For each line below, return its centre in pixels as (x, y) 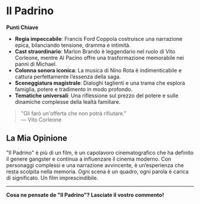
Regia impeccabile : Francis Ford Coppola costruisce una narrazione (99, 39)
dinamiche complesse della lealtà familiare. (68, 101)
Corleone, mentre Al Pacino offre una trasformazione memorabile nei (99, 58)
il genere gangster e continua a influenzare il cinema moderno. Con (89, 159)
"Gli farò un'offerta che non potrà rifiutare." (74, 113)
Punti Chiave (22, 27)
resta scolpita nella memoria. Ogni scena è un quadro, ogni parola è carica (97, 171)
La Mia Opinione (37, 138)
